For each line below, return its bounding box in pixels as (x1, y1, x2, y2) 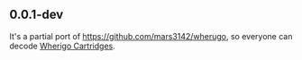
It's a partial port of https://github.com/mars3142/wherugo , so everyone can (9, 30, 293, 41)
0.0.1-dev (9, 7, 64, 22)
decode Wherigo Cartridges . (9, 40, 115, 51)
